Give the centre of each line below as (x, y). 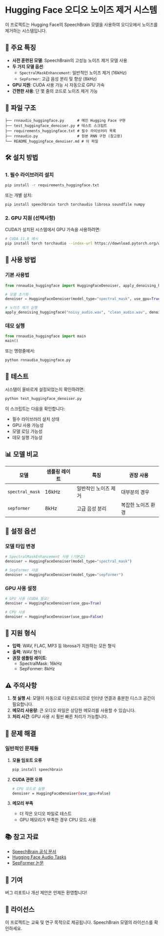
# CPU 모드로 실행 (28, 789)
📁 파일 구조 (21, 108)
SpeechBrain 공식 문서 (34, 852)
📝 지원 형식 (21, 633)
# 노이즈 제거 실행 (21, 308)
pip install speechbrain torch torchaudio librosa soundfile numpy (75, 205)
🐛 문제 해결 (21, 733)
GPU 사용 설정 (21, 588)
